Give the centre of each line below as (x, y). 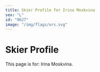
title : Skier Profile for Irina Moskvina (50, 10)
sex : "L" (15, 15)
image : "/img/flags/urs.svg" (36, 24)
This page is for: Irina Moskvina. (39, 64)
